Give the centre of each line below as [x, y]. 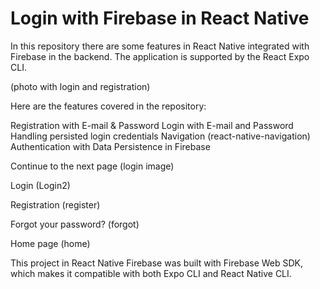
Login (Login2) [40, 185]
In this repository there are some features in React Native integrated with [160, 46]
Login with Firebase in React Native [160, 18]
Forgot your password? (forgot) [75, 224]
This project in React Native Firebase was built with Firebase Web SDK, [157, 263]
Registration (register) [55, 204]
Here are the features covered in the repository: [108, 106]
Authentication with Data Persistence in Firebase [110, 146]
